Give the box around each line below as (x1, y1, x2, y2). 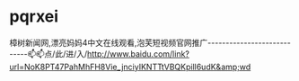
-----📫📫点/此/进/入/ (9, 48, 88, 59)
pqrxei (9, 6, 59, 27)
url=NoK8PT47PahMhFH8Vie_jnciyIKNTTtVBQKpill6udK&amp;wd (9, 61, 251, 72)
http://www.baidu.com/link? (86, 48, 190, 59)
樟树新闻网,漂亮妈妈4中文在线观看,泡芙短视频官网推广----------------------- (9, 37, 292, 48)
